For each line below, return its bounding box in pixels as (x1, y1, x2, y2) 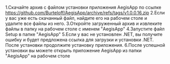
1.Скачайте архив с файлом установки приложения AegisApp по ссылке (5, 5, 161, 10)
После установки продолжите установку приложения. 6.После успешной (5, 42, 165, 48)
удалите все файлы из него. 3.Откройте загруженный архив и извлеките (5, 20, 162, 26)
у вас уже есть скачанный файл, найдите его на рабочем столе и (5, 15, 147, 21)
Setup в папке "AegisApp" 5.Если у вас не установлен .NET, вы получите (5, 31, 163, 37)
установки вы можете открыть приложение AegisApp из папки (5, 48, 142, 53)
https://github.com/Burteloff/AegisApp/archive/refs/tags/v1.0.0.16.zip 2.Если (5, 10, 165, 16)
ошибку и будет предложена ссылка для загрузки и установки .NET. (5, 37, 154, 43)
